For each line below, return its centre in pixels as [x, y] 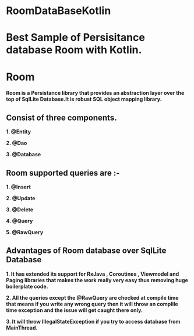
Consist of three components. [61, 117]
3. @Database [24, 155]
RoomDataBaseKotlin [59, 11]
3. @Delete [20, 210]
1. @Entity [18, 132]
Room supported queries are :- [63, 173]
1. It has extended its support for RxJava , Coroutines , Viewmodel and [93, 274]
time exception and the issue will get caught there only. [75, 310]
